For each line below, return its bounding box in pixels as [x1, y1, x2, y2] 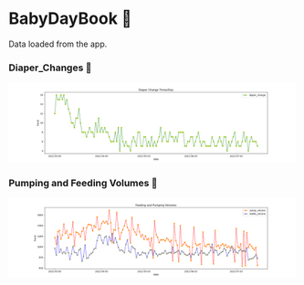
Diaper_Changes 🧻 [8, 61, 92, 74]
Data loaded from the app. [8, 38, 108, 49]
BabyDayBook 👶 [8, 8, 132, 29]
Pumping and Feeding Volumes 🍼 [8, 176, 158, 189]
